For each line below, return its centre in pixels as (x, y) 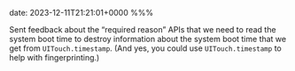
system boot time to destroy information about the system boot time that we (147, 39)
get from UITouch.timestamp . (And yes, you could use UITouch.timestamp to (145, 48)
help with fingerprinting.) (54, 57)
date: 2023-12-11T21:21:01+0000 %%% (81, 13)
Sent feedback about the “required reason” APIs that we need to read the (143, 29)
